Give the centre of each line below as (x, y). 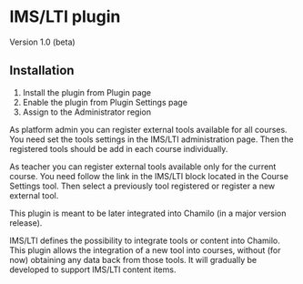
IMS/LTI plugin (65, 17)
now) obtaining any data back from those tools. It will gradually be (133, 259)
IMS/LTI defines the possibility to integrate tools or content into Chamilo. (145, 240)
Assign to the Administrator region (87, 112)
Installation (42, 71)
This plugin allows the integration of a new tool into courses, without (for (145, 250)
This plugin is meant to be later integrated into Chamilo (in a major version (148, 213)
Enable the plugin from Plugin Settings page (105, 102)
